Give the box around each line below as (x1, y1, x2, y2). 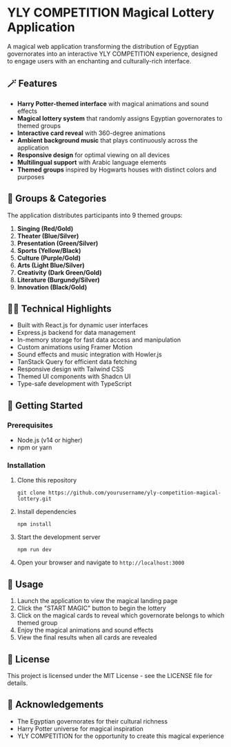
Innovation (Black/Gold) (17, 283, 88, 291)
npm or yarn (17, 443, 52, 452)
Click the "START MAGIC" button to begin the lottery (17, 604, 167, 613)
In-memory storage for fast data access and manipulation (17, 336, 181, 344)
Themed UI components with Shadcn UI (17, 372, 131, 380)
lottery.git (17, 495, 52, 502)
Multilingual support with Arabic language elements (17, 158, 167, 166)
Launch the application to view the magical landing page (17, 597, 178, 605)
